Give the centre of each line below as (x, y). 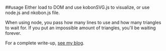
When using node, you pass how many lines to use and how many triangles (83, 22)
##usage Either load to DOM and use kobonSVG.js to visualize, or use (77, 7)
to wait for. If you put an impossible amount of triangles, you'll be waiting (80, 28)
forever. (13, 33)
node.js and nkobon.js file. (32, 13)
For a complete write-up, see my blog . (45, 43)
